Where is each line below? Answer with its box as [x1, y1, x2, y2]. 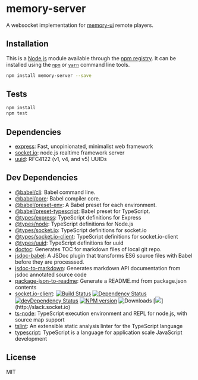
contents [14, 283, 37, 291]
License [6, 353, 36, 363]
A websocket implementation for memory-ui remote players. [6, 21, 153, 29]
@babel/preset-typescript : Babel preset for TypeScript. [14, 208, 150, 215]
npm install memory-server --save [6, 72, 92, 79]
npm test [6, 110, 28, 116]
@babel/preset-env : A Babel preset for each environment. [14, 201, 157, 208]
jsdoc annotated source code [14, 271, 87, 278]
